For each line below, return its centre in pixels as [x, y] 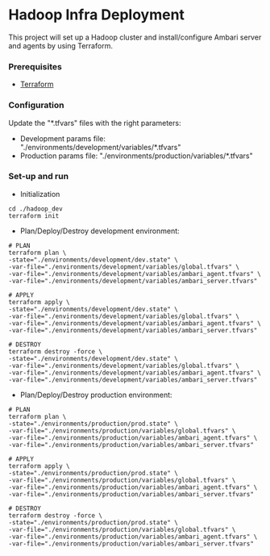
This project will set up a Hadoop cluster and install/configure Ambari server [135, 37]
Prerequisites [35, 66]
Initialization [40, 194]
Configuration [36, 105]
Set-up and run [39, 177]
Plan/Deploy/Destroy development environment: [100, 231]
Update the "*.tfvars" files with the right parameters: [95, 123]
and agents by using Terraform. [60, 45]
